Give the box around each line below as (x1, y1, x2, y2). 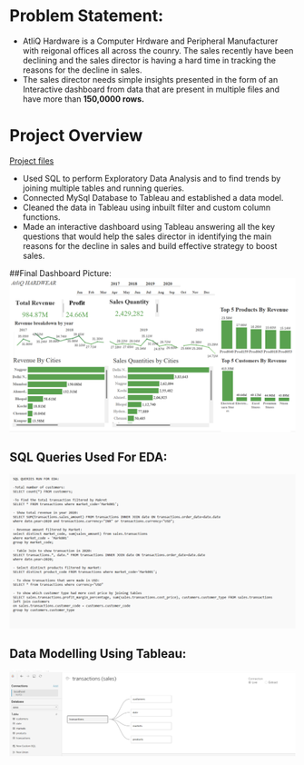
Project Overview (9, 125, 143, 146)
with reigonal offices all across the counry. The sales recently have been (22, 45, 294, 55)
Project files (9, 155, 54, 166)
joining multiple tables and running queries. (22, 183, 184, 194)
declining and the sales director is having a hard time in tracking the (22, 55, 277, 65)
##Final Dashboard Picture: (9, 267, 112, 278)
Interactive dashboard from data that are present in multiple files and (22, 84, 279, 94)
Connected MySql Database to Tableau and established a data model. (22, 192, 284, 203)
